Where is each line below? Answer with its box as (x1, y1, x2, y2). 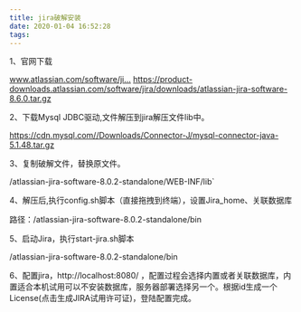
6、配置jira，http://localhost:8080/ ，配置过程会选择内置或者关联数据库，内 (9, 270, 292, 281)
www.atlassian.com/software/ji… (9, 74, 131, 85)
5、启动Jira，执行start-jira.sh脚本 (9, 233, 135, 244)
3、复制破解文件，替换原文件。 (9, 158, 126, 169)
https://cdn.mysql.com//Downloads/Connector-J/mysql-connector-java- (9, 130, 279, 141)
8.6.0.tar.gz (9, 93, 52, 104)
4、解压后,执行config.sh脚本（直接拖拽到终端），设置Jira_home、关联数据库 (9, 195, 293, 206)
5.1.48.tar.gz (9, 139, 55, 150)
